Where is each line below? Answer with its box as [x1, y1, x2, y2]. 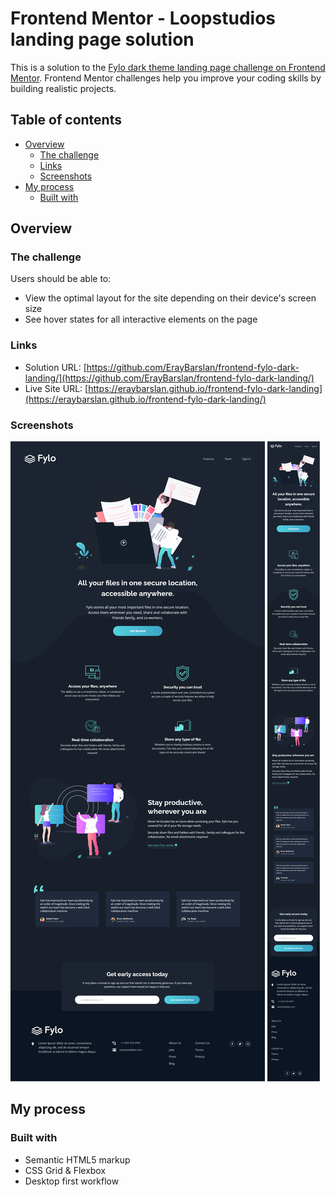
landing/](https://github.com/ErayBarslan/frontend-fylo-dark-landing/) [24, 372, 315, 384]
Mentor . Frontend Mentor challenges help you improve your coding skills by [10, 72, 322, 84]
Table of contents [10, 112, 122, 129]
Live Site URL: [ [24, 382, 89, 394]
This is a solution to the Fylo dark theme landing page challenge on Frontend [10, 61, 326, 73]
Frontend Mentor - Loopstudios [10, 7, 276, 30]
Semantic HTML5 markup [24, 1153, 131, 1166]
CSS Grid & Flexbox [24, 1164, 107, 1176]
